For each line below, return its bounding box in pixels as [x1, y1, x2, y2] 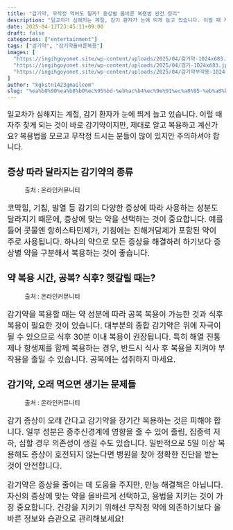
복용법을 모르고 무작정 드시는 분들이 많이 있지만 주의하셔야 [19, 131, 212, 141]
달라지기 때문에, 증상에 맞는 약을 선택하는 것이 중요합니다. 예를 [7, 214, 223, 224]
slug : [7, 88, 23, 94]
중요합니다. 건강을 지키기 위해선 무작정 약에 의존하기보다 [16, 502, 212, 513]
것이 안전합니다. [7, 461, 62, 471]
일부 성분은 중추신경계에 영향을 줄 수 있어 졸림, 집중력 [26, 427, 212, 437]
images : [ [7, 49, 36, 56]
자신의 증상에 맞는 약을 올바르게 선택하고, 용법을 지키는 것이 [7, 491, 214, 501]
